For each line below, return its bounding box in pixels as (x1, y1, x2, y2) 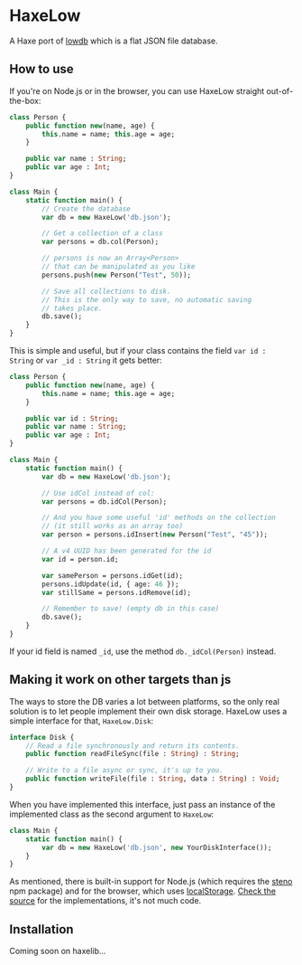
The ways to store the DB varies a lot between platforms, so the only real (9, 695, 279, 706)
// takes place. (41, 304, 103, 313)
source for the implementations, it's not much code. (9, 895, 202, 906)
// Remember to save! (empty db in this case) (41, 604, 220, 613)
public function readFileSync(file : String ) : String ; (25, 750, 241, 759)
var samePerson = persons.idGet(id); (41, 571, 183, 580)
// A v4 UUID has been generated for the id (41, 546, 212, 555)
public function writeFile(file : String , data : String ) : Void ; (25, 774, 280, 783)
